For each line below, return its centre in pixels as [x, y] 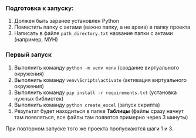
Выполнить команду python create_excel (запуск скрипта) [87, 105]
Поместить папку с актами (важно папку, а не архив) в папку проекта [102, 27]
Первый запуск [29, 55]
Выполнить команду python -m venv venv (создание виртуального [97, 67]
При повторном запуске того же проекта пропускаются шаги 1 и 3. [89, 128]
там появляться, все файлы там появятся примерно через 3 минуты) [101, 117]
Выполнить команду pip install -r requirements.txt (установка [95, 92]
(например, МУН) [36, 40]
